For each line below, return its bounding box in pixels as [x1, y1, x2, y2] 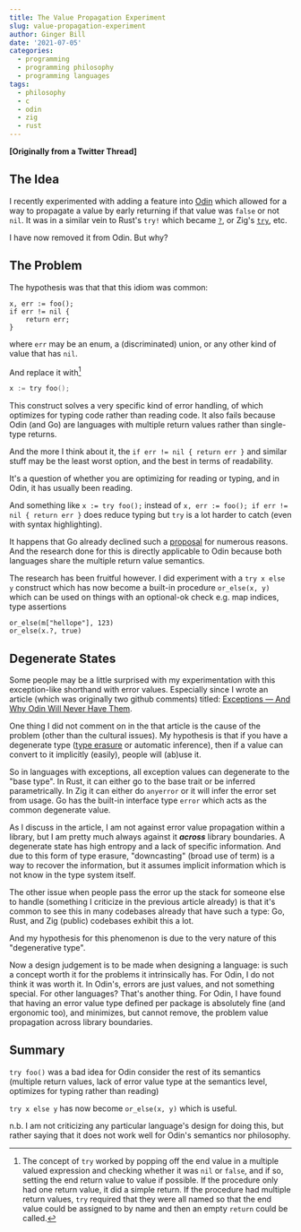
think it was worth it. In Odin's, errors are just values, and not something [9, 978, 275, 989]
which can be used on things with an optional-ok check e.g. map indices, [9, 592, 279, 603]
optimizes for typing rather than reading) [9, 1085, 159, 1096]
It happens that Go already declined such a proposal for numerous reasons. [9, 537, 288, 547]
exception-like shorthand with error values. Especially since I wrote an [9, 684, 269, 694]
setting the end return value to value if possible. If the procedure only [21, 1175, 279, 1185]
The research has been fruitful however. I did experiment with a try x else [9, 573, 286, 583]
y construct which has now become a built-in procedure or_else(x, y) [9, 582, 271, 593]
